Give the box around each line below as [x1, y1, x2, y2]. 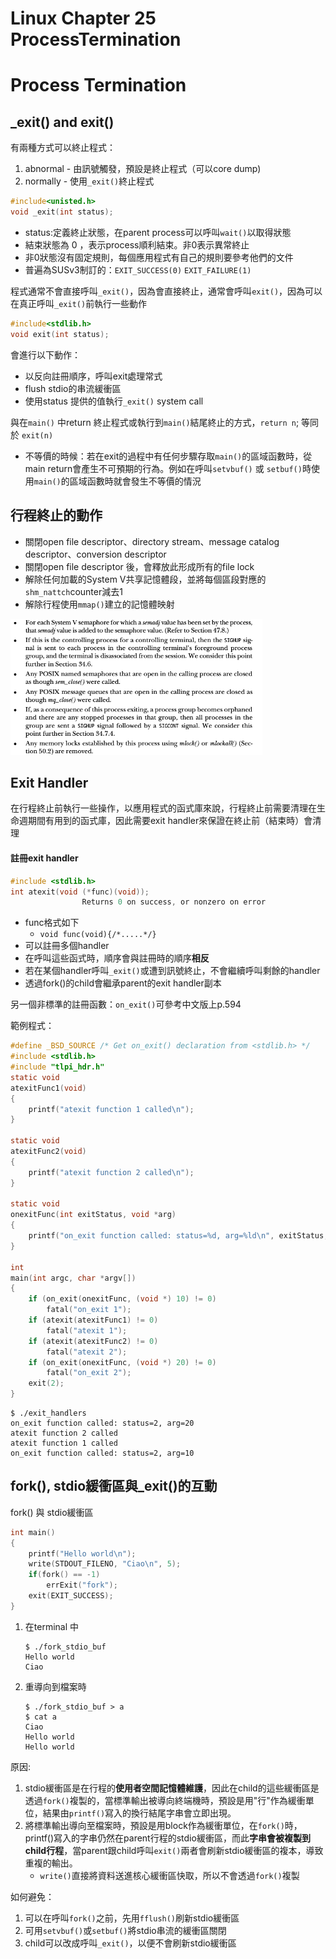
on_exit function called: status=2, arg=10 [10, 1448, 195, 1458]
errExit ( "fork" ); [46, 1580, 118, 1591]
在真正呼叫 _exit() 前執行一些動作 [10, 297, 148, 309]
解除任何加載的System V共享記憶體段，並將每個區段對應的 [24, 573, 267, 585]
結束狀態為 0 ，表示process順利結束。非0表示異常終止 [24, 238, 250, 251]
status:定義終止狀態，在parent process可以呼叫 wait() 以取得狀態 [24, 226, 292, 238]
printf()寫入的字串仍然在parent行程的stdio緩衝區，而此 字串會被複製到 [24, 1832, 311, 1844]
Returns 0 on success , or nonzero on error [81, 897, 267, 907]
